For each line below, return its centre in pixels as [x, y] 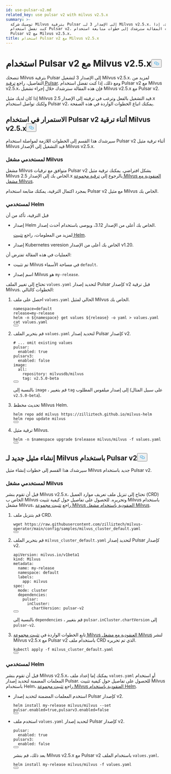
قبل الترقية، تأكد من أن [27, 215]
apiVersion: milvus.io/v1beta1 [46, 555]
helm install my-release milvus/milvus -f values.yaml [72, 764]
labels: [26, 577]
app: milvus [35, 582]
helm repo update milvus [39, 419]
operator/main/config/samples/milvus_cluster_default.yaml [77, 529]
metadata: [24, 564]
